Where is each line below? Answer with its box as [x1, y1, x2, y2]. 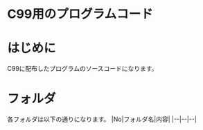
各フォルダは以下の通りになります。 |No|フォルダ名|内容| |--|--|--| [7, 115, 197, 124]
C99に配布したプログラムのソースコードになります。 [7, 65, 158, 73]
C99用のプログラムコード [7, 6, 154, 22]
